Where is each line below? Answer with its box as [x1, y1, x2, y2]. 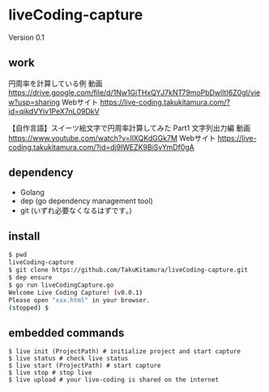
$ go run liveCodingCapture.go [8, 281, 114, 289]
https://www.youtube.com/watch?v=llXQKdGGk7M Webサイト [8, 133, 216, 143]
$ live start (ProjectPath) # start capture [8, 362, 161, 370]
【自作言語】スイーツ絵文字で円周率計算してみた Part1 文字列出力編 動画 [8, 123, 251, 133]
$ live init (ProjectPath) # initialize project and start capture [8, 347, 241, 356]
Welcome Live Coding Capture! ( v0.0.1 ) [8, 288, 143, 296]
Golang [19, 187, 45, 197]
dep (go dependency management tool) [19, 196, 154, 206]
